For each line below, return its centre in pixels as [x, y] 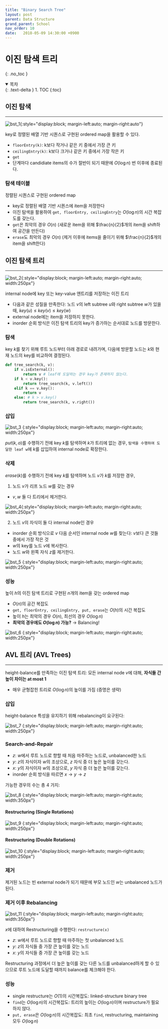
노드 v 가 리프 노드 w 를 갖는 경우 [43, 486]
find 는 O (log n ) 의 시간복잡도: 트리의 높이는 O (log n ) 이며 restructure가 [81, 1002]
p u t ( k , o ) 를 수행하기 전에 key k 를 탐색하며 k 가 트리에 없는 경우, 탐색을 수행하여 [80, 443]
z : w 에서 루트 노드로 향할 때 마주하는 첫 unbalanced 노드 [68, 940]
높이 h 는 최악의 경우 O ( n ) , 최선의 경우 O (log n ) [58, 616]
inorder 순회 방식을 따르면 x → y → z [49, 774]
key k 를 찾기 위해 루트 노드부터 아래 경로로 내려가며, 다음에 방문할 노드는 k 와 [80, 349]
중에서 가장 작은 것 [30, 539]
